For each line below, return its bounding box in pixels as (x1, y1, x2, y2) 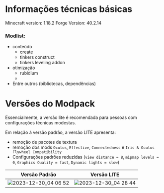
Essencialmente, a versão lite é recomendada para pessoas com (5, 114, 137, 120)
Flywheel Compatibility (12, 150, 62, 155)
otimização (12, 65, 35, 71)
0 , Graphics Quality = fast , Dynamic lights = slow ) (12, 159, 120, 165)
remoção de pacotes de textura (12, 139, 77, 145)
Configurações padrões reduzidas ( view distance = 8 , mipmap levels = (12, 154, 159, 160)
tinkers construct (19, 54, 55, 60)
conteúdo (12, 44, 32, 50)
